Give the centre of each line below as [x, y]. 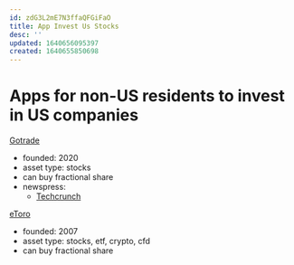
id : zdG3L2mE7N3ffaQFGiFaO [60, 18]
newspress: [44, 187]
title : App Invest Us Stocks [64, 26]
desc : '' [26, 34]
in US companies [74, 115]
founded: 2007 [50, 232]
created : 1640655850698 [54, 52]
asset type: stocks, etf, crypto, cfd [86, 241]
